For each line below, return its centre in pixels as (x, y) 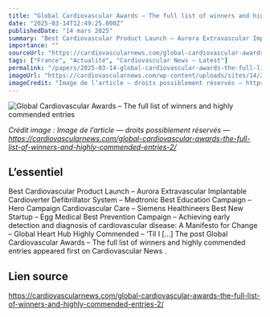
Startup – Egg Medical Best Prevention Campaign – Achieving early (119, 217)
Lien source (38, 276)
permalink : (27, 68)
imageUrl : (25, 75)
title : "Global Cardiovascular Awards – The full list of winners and (129, 16)
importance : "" (34, 46)
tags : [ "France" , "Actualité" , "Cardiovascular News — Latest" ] (118, 61)
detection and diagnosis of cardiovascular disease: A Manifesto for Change (133, 226)
